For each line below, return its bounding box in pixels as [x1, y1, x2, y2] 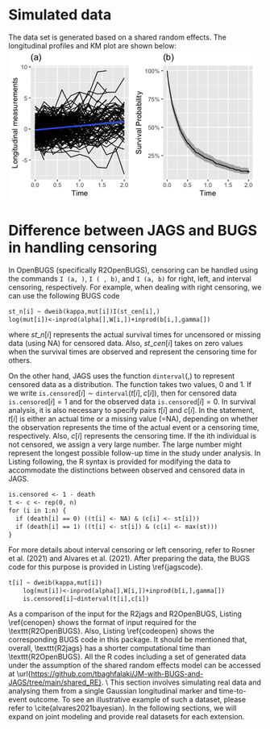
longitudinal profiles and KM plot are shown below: [8, 40, 177, 50]
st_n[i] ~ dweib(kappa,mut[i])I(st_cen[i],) [8, 307, 160, 315]
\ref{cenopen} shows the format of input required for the [8, 617, 197, 627]
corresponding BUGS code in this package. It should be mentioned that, [8, 635, 247, 644]
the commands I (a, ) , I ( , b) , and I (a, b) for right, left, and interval [8, 273, 252, 283]
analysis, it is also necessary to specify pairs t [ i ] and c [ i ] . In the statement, [8, 405, 255, 414]
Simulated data [8, 6, 112, 24]
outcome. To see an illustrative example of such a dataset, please [28, 694, 247, 704]
